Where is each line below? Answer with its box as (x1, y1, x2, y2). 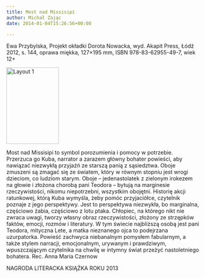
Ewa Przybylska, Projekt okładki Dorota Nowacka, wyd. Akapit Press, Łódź (6, 42, 195, 49)
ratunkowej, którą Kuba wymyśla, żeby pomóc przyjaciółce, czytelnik (6, 194, 181, 202)
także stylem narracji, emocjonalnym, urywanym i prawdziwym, (6, 240, 167, 247)
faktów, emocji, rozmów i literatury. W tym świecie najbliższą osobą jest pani (6, 221, 199, 228)
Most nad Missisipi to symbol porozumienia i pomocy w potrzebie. (6, 149, 173, 156)
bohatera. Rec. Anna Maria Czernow (6, 253, 98, 260)
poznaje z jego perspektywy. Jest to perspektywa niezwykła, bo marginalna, (6, 201, 199, 208)
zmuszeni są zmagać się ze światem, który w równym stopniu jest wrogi (6, 169, 188, 176)
